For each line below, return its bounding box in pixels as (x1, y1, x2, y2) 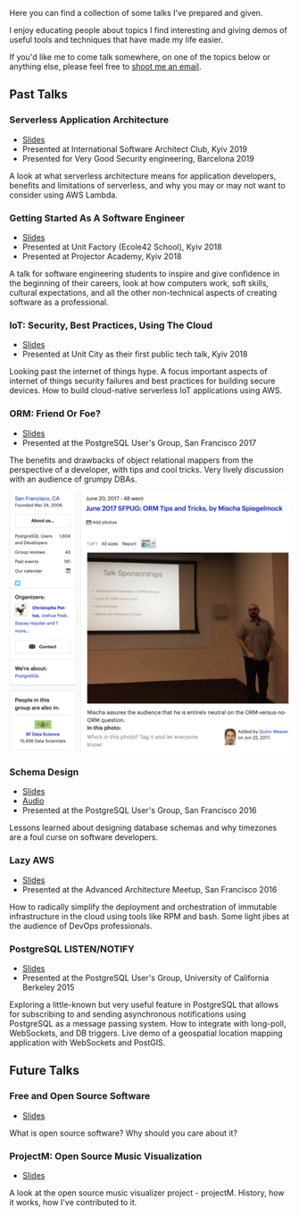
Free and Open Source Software (9, 1090, 151, 1103)
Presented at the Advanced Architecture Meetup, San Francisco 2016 (21, 884, 278, 894)
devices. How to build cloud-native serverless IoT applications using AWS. (9, 385, 283, 396)
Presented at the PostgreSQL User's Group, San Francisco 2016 (21, 805, 257, 816)
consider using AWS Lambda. (9, 189, 118, 200)
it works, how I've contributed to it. (9, 1197, 137, 1208)
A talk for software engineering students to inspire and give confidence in (9, 268, 280, 279)
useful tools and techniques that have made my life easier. (9, 35, 223, 45)
